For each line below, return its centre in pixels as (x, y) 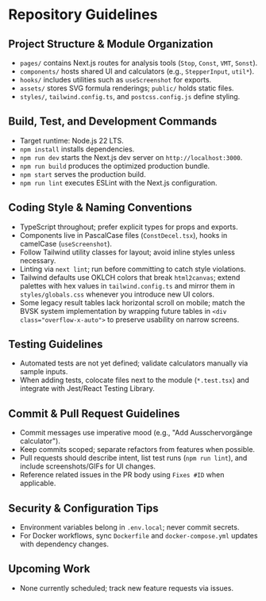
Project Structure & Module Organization (111, 44)
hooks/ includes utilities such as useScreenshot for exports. (116, 80)
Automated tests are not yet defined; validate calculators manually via (134, 363)
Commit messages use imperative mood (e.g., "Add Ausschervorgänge (136, 433)
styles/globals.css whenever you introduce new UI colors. (117, 294)
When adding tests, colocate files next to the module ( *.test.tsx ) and (135, 380)
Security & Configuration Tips (83, 508)
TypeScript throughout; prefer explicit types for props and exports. (129, 227)
